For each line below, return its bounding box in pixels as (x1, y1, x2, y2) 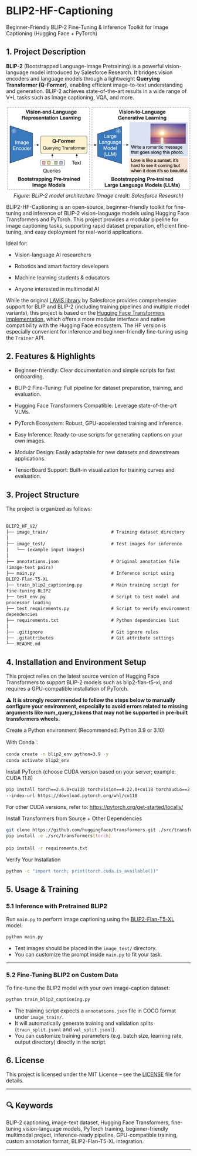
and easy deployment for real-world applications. (24, 228, 144, 235)
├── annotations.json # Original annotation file (6, 559, 180, 565)
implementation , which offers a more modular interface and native (6, 315, 166, 322)
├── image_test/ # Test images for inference (6, 541, 182, 547)
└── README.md (6, 641, 41, 647)
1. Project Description (6, 47, 86, 57)
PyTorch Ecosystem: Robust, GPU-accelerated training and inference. (14, 419, 184, 427)
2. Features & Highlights (6, 351, 96, 361)
